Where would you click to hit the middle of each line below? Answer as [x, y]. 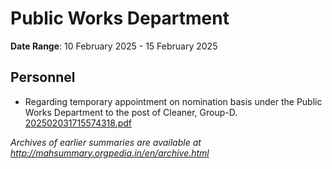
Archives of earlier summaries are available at [106, 142]
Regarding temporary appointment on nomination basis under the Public [173, 101]
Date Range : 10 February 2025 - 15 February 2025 [114, 46]
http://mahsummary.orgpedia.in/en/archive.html [110, 153]
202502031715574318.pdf [78, 123]
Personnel [43, 77]
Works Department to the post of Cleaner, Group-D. [131, 112]
